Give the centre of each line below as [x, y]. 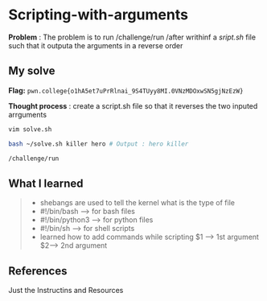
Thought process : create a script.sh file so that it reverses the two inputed [133, 105]
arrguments [27, 114]
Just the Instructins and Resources [66, 290]
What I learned [46, 183]
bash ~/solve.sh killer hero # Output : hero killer [99, 144]
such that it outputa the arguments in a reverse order [96, 45]
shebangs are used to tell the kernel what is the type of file [138, 203]
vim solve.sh [30, 129]
